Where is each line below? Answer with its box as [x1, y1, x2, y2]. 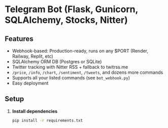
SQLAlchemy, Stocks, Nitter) [5, 14, 128, 26]
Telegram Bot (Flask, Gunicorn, [5, 4, 138, 15]
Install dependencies [12, 108, 58, 114]
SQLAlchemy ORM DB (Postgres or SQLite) [12, 59, 102, 64]
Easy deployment [12, 80, 49, 86]
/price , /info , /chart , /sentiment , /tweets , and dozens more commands [12, 69, 163, 75]
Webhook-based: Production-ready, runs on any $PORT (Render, [12, 48, 148, 54]
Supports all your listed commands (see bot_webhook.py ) [12, 75, 130, 80]
